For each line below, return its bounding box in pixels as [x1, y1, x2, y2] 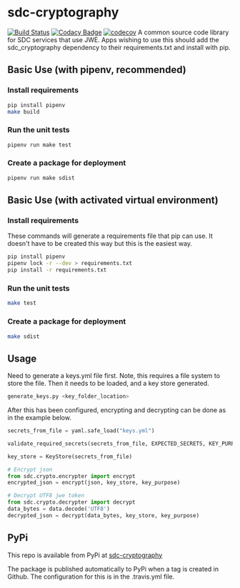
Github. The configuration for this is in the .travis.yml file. [7, 572, 175, 581]
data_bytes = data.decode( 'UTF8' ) [7, 505, 111, 513]
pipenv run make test [7, 141, 72, 149]
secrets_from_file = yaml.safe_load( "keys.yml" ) [7, 427, 155, 434]
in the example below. [7, 414, 71, 422]
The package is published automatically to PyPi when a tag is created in [7, 564, 219, 573]
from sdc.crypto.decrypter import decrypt [7, 499, 136, 506]
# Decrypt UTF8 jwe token [7, 492, 84, 499]
